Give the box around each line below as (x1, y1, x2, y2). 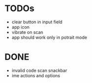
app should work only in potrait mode (11, 34, 88, 40)
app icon (11, 24, 30, 30)
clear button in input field (11, 19, 63, 25)
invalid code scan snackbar (11, 67, 67, 73)
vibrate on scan (11, 29, 44, 35)
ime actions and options (11, 72, 61, 78)
